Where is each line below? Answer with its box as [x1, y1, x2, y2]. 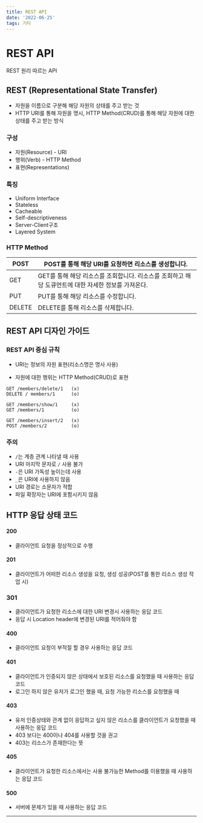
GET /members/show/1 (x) [6, 401, 80, 408]
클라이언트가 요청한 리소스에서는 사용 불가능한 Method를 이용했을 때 [14, 767, 176, 774]
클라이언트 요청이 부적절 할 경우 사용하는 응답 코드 [14, 644, 133, 651]
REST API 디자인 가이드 [6, 326, 90, 337]
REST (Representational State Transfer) [6, 85, 158, 95]
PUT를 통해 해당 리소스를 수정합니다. [37, 292, 137, 301]
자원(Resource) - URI [14, 149, 67, 156]
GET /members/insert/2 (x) [6, 417, 80, 423]
